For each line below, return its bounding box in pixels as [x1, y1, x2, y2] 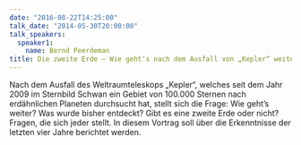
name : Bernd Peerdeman [25, 47, 110, 55]
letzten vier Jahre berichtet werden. [9, 127, 142, 137]
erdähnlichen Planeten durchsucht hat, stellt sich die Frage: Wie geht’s [9, 98, 270, 108]
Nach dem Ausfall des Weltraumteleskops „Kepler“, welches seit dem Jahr [9, 80, 283, 90]
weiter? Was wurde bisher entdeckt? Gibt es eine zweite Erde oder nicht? [9, 108, 279, 118]
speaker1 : [17, 38, 54, 47]
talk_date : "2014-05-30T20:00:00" [9, 21, 139, 30]
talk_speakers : [9, 30, 66, 38]
